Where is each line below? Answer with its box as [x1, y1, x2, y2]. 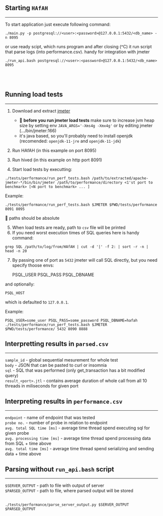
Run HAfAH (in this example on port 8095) [12, 147, 97, 153]
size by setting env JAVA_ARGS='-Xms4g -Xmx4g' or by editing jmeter [19, 122, 153, 128]
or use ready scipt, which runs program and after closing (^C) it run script [5, 43, 152, 49]
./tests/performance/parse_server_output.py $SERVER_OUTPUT [5, 502, 130, 507]
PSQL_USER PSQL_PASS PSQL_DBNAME [12, 271, 95, 277]
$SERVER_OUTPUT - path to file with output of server [5, 482, 104, 489]
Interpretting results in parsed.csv [5, 340, 109, 348]
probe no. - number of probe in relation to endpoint [5, 420, 108, 426]
